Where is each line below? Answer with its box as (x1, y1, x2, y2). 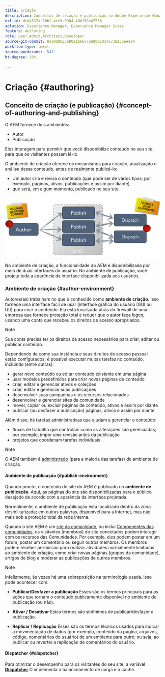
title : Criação (5, 8, 36, 13)
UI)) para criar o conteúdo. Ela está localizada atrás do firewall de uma (5, 307, 148, 313)
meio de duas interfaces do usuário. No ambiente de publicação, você (5, 268, 147, 274)
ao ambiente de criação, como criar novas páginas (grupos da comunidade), (5, 550, 160, 556)
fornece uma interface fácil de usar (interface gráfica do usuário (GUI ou (5, 301, 152, 307)
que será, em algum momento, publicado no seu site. (12, 186, 120, 192)
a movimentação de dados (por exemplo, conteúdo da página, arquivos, (12, 628, 158, 634)
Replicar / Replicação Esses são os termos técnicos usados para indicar (12, 623, 160, 629)
